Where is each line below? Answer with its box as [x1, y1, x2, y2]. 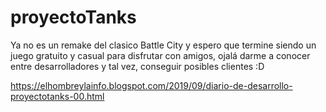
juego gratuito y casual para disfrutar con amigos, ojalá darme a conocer [10, 49, 311, 61]
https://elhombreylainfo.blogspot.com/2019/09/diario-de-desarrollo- [10, 79, 293, 91]
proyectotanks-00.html [10, 90, 105, 102]
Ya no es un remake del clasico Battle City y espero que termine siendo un [10, 39, 317, 51]
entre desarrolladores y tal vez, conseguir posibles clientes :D [10, 60, 265, 72]
